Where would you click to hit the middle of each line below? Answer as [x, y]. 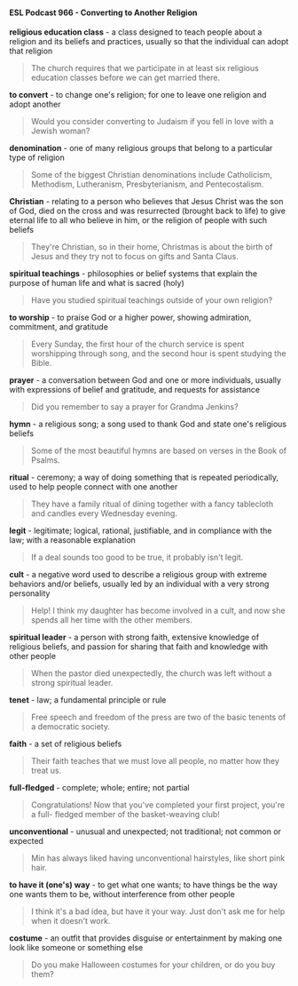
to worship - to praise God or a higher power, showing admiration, [130, 318]
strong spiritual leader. [72, 683]
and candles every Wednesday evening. [104, 513]
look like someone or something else [76, 948]
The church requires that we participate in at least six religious [145, 68]
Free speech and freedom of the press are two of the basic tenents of [158, 717]
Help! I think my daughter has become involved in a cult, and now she [158, 611]
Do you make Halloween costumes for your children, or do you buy [153, 965]
